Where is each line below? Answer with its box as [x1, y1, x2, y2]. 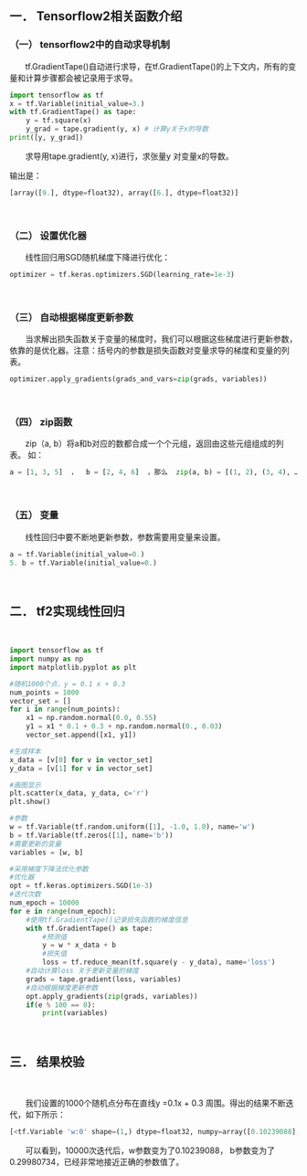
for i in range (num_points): [9, 705, 121, 715]
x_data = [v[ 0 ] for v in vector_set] [9, 755, 153, 765]
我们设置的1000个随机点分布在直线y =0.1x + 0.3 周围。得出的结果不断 [25, 1097, 286, 1108]
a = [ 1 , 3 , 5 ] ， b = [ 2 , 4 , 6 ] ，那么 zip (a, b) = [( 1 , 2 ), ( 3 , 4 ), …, [9, 468, 303, 477]
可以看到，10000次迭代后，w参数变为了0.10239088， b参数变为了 [25, 1145, 276, 1156]
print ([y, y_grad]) [9, 133, 84, 143]
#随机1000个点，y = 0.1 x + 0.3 [9, 679, 126, 688]
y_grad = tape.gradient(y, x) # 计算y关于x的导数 [26, 124, 209, 134]
